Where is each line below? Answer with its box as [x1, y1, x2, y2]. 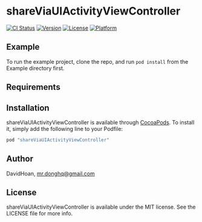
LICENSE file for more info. [6, 210, 73, 217]
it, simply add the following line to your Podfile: [6, 125, 123, 132]
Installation [6, 103, 50, 113]
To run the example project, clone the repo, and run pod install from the [6, 58, 189, 65]
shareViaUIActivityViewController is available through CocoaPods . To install [6, 118, 195, 126]
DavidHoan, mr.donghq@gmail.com [6, 170, 95, 177]
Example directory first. [6, 64, 65, 72]
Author [6, 153, 33, 164]
